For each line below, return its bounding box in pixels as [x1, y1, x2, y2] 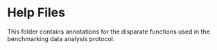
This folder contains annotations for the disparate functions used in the [7, 27, 210, 36]
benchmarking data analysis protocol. [7, 34, 115, 42]
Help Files [7, 5, 66, 21]
